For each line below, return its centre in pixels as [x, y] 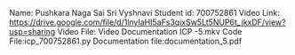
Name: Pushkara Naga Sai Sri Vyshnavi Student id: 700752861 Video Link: [144, 13]
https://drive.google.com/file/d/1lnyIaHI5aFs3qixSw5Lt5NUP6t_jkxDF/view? [147, 22]
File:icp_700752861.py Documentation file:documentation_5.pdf [126, 41]
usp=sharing [32, 31]
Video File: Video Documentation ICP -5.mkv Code [150, 31]
